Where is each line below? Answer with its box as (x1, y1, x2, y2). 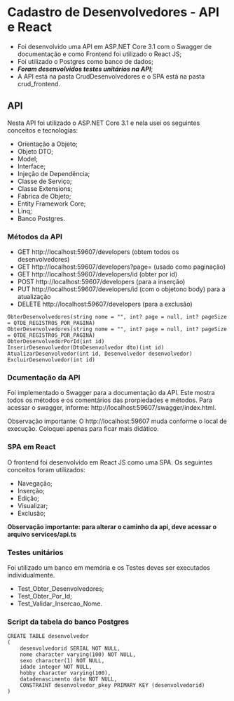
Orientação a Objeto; (17, 140, 78, 148)
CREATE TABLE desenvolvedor (7, 633, 90, 640)
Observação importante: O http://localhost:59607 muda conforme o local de (7, 417, 228, 425)
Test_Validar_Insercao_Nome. (17, 599, 103, 608)
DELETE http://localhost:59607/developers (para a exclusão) (17, 300, 193, 309)
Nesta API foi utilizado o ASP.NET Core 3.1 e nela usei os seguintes (7, 119, 200, 127)
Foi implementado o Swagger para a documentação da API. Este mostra (7, 389, 215, 397)
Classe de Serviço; (17, 177, 72, 185)
